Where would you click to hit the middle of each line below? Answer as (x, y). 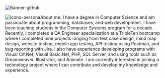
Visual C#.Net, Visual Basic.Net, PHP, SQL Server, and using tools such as (81, 54)
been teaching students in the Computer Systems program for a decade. (80, 28)
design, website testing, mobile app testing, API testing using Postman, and (82, 44)
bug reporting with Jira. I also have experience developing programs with (80, 49)
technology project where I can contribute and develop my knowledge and (82, 65)
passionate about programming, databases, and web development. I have (81, 23)
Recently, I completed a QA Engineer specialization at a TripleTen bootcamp (82, 33)
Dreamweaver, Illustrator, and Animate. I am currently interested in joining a (82, 59)
